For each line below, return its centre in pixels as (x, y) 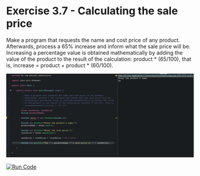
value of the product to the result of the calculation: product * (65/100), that (99, 59)
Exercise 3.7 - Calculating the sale (92, 11)
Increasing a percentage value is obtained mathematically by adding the (95, 52)
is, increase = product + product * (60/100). (60, 65)
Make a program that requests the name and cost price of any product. (93, 40)
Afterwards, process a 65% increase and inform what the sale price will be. (99, 46)
